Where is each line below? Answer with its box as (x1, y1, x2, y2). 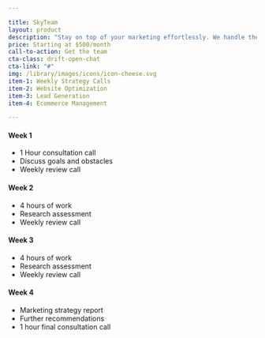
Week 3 (8, 235, 34, 245)
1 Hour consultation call (19, 148, 96, 158)
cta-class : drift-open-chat (8, 55, 101, 63)
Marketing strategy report (19, 306, 104, 315)
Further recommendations (19, 314, 105, 324)
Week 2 (8, 183, 34, 193)
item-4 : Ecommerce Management (8, 100, 108, 107)
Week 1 (8, 130, 32, 140)
